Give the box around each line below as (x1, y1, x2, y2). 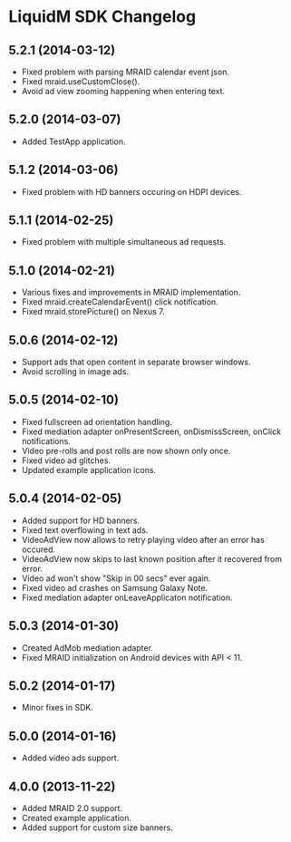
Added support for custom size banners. (21, 822, 173, 833)
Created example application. (21, 812, 132, 823)
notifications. (21, 435, 72, 446)
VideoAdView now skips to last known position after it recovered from (21, 553, 283, 564)
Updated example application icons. (21, 464, 156, 475)
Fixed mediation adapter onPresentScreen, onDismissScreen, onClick (21, 426, 282, 437)
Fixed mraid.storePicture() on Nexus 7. (21, 306, 165, 317)
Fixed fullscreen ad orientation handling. (21, 416, 173, 427)
